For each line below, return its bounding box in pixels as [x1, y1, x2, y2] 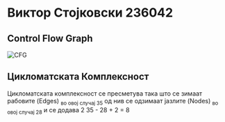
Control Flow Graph [7, 33, 93, 44]
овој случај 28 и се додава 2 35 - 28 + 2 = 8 [7, 105, 130, 116]
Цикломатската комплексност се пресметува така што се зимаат [7, 89, 203, 98]
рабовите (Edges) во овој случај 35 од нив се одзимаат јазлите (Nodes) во [7, 96, 219, 107]
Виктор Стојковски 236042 [7, 5, 174, 21]
